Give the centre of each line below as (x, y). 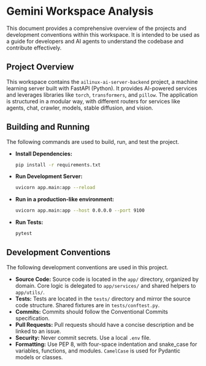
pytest (24, 234)
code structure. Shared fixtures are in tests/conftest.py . (87, 305)
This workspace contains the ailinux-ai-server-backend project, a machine (102, 81)
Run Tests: (29, 222)
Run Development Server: (49, 176)
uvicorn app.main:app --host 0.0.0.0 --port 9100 (80, 211)
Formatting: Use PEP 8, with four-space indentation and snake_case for (106, 344)
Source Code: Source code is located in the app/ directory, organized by (107, 279)
